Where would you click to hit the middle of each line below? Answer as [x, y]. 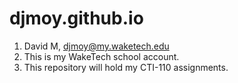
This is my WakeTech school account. [101, 56]
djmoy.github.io [76, 18]
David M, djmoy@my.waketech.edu [96, 46]
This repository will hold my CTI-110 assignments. [126, 67]
